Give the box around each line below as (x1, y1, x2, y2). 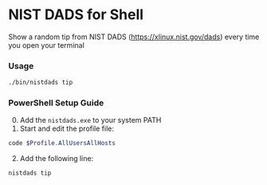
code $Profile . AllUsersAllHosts (8, 140, 116, 148)
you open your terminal (8, 40, 85, 49)
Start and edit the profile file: (19, 124, 114, 133)
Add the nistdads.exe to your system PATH (19, 116, 162, 125)
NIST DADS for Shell (8, 6, 144, 24)
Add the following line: (19, 154, 94, 163)
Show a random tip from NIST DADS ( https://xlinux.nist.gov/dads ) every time (8, 32, 260, 41)
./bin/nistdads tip (8, 78, 73, 87)
